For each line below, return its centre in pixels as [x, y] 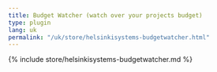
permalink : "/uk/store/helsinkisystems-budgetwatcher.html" [109, 37]
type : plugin [30, 23]
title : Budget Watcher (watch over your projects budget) [105, 15]
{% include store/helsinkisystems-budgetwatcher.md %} [101, 59]
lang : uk [22, 30]
